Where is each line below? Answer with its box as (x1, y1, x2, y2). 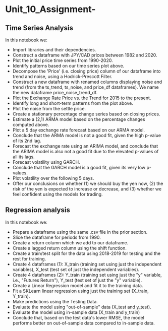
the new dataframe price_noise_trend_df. (12, 90, 98, 95)
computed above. (12, 122, 49, 127)
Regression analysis (5, 206, 71, 215)
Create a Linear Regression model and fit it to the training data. (12, 282, 143, 288)
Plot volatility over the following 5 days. (12, 175, 94, 181)
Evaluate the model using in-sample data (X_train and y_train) (12, 309, 140, 315)
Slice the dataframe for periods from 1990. (12, 234, 101, 240)
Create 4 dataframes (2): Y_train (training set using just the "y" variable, (12, 272, 162, 278)
